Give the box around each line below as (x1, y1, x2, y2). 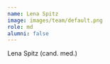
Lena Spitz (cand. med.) (7, 49, 78, 58)
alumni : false (7, 30, 50, 37)
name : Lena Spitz (7, 10, 59, 18)
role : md (7, 23, 33, 30)
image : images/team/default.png (7, 17, 103, 24)
